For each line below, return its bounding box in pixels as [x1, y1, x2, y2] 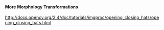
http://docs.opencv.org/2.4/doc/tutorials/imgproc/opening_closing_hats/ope [5, 15, 159, 20]
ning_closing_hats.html [5, 20, 51, 26]
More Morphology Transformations [5, 4, 78, 10]
